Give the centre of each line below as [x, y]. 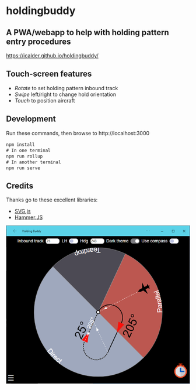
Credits [20, 186]
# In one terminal [28, 150]
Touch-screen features [49, 74]
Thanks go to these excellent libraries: [52, 200]
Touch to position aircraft [45, 100]
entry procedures [38, 41]
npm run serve [23, 168]
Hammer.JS [29, 217]
